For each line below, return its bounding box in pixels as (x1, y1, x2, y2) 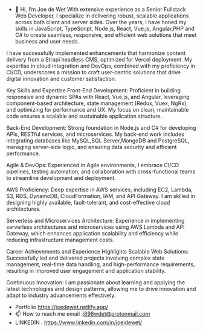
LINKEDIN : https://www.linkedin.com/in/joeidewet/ (14, 319, 143, 326)
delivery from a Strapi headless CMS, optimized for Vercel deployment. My (6, 56, 193, 63)
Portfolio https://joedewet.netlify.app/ (14, 304, 109, 310)
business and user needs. (14, 38, 80, 45)
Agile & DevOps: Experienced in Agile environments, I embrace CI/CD (6, 162, 179, 168)
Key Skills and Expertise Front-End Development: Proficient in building (6, 87, 181, 94)
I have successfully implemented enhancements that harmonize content (6, 49, 186, 57)
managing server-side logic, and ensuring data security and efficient (6, 144, 177, 150)
